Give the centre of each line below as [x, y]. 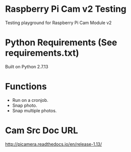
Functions [26, 87]
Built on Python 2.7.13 [27, 66]
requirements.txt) [42, 53]
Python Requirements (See [61, 43]
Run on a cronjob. [30, 100]
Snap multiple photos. [34, 110]
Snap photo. [25, 105]
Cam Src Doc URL [42, 130]
